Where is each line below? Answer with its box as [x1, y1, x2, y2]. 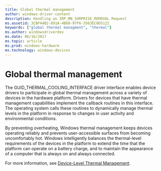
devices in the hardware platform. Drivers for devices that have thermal [5, 95, 147, 101]
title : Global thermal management [5, 7, 75, 12]
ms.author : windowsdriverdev [5, 30, 64, 34]
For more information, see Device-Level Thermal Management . [5, 160, 131, 166]
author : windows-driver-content [5, 12, 70, 17]
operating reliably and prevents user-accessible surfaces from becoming [5, 130, 151, 136]
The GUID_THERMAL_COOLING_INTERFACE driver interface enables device [5, 85, 156, 90]
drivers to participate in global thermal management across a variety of [5, 90, 147, 96]
